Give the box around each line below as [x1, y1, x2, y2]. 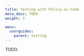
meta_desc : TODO [5, 11, 38, 16]
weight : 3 [5, 16, 25, 21]
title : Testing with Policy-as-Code [5, 7, 79, 12]
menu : [5, 24, 16, 29]
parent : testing [14, 34, 47, 38]
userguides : [9, 29, 34, 34]
